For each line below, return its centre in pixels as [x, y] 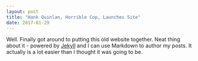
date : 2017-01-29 [28, 23]
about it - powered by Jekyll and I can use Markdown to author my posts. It [99, 46]
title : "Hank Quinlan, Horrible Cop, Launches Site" [73, 17]
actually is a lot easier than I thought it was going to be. [74, 52]
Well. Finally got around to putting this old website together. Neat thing [93, 40]
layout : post [22, 12]
